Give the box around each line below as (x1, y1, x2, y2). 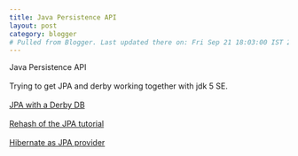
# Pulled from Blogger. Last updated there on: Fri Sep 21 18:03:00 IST (9, 37, 284, 47)
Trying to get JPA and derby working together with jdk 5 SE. (9, 81, 228, 91)
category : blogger (9, 29, 77, 38)
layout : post (9, 21, 58, 30)
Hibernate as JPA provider (9, 137, 106, 148)
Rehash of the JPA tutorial (9, 119, 105, 129)
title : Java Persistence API (9, 12, 117, 22)
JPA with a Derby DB (9, 99, 86, 111)
